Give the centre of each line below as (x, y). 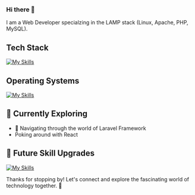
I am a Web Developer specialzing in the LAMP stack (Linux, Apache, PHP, (97, 23)
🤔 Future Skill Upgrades (51, 154)
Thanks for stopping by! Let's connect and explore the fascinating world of (97, 179)
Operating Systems (43, 81)
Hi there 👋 (21, 10)
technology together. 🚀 (34, 185)
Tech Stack (27, 47)
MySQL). (17, 29)
